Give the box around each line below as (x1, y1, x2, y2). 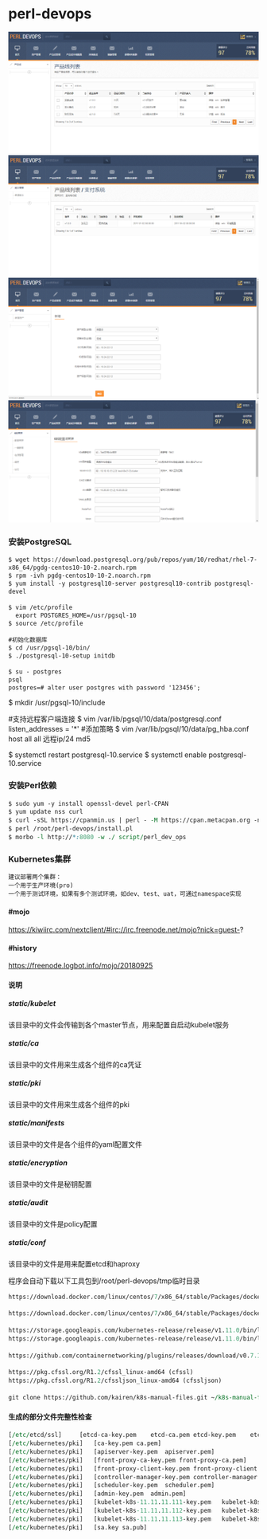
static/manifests (8, 1118, 65, 1128)
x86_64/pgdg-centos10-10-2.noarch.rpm (8, 563, 137, 572)
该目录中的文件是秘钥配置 (8, 1179, 92, 1188)
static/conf (8, 1238, 46, 1247)
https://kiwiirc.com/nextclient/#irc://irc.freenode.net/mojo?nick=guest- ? (8, 925, 244, 935)
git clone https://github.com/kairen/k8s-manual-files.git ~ (8, 1394, 215, 1402)
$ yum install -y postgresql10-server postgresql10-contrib (8, 579, 212, 588)
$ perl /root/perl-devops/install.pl (8, 825, 133, 833)
